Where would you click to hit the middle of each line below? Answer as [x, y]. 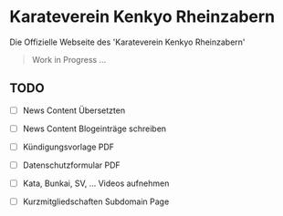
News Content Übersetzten [74, 110]
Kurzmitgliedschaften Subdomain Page [96, 201]
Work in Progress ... [69, 59]
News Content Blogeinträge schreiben [94, 129]
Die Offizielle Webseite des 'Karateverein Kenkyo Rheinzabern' [127, 42]
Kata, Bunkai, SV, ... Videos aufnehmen [96, 183]
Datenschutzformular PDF [71, 165]
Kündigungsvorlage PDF [68, 147]
